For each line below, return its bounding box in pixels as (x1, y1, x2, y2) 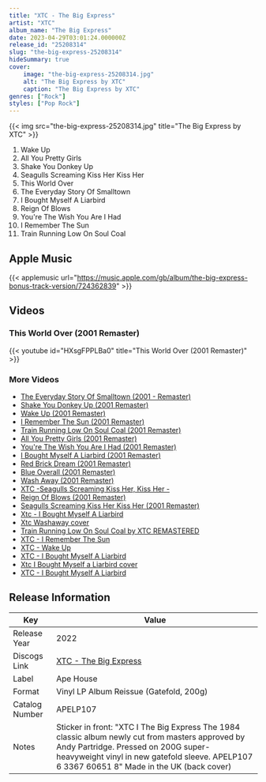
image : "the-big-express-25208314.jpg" (23, 70, 155, 78)
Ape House (55, 673, 98, 684)
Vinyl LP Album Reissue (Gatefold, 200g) (55, 686, 208, 697)
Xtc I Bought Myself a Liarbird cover (20, 559, 138, 569)
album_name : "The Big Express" (9, 26, 112, 34)
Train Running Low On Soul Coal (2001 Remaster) (20, 425, 182, 434)
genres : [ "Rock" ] (9, 92, 66, 100)
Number (13, 709, 43, 720)
